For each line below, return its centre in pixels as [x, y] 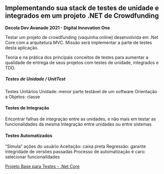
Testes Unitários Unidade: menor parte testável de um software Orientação [81, 91]
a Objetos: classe [23, 97]
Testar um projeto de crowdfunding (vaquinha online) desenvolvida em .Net [82, 37]
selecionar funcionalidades [33, 157]
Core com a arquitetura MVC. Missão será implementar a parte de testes [79, 42]
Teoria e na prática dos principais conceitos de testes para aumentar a [77, 57]
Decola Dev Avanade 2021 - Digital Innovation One [58, 28]
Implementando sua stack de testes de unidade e [82, 8]
